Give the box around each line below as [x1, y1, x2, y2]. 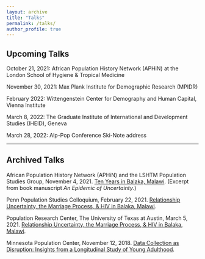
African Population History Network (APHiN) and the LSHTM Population [6, 171, 186, 178]
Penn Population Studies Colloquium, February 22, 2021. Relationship [6, 196, 181, 203]
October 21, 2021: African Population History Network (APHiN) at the [6, 65, 179, 72]
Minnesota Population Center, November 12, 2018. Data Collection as [6, 239, 179, 246]
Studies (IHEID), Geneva [6, 120, 67, 127]
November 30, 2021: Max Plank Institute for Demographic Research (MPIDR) [6, 83, 198, 90]
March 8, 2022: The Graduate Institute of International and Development [6, 114, 188, 121]
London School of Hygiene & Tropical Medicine [6, 71, 125, 79]
